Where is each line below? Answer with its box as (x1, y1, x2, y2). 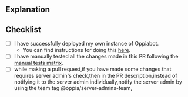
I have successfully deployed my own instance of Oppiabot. (14, 40, 159, 47)
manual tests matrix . (14, 60, 63, 67)
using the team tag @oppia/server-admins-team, (14, 85, 133, 92)
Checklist (5, 25, 42, 34)
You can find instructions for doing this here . (22, 47, 131, 54)
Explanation (5, 5, 51, 15)
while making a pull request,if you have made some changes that (14, 65, 172, 72)
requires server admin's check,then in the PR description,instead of (14, 72, 177, 79)
